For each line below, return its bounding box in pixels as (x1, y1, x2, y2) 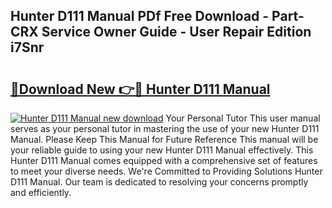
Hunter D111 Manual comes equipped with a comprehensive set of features (10, 155, 318, 166)
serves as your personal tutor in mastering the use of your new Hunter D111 (10, 123, 320, 134)
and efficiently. (10, 187, 72, 198)
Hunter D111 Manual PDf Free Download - (10, 8, 270, 25)
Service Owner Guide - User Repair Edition (41, 24, 312, 41)
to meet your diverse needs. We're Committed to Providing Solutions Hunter (10, 165, 323, 177)
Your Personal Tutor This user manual (165, 112, 321, 124)
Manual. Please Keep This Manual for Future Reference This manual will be (10, 134, 319, 145)
